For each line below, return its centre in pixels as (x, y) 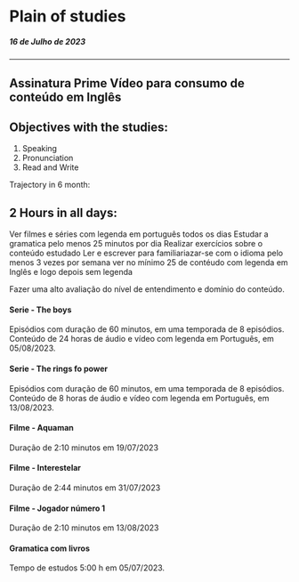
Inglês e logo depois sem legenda (71, 272)
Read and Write (50, 167)
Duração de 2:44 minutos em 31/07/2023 (85, 488)
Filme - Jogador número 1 (57, 508)
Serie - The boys (40, 310)
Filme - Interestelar (45, 468)
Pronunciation (48, 158)
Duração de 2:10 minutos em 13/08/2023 (84, 528)
